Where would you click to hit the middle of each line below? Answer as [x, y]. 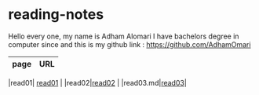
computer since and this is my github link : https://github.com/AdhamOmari [129, 44]
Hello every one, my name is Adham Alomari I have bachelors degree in [124, 36]
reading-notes [56, 15]
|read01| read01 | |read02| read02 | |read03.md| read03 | [97, 82]
